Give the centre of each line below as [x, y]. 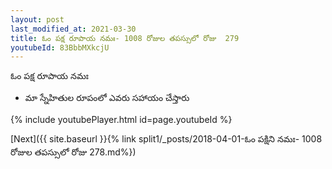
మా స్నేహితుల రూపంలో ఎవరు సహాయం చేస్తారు [107, 98]
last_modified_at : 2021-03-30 [73, 29]
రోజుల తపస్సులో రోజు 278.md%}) [73, 152]
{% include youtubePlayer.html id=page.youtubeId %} [121, 120]
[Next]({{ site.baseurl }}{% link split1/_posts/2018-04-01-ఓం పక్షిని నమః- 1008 [166, 139]
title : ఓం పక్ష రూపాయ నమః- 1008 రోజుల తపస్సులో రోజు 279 [125, 38]
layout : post [37, 19]
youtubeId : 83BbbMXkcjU [60, 47]
